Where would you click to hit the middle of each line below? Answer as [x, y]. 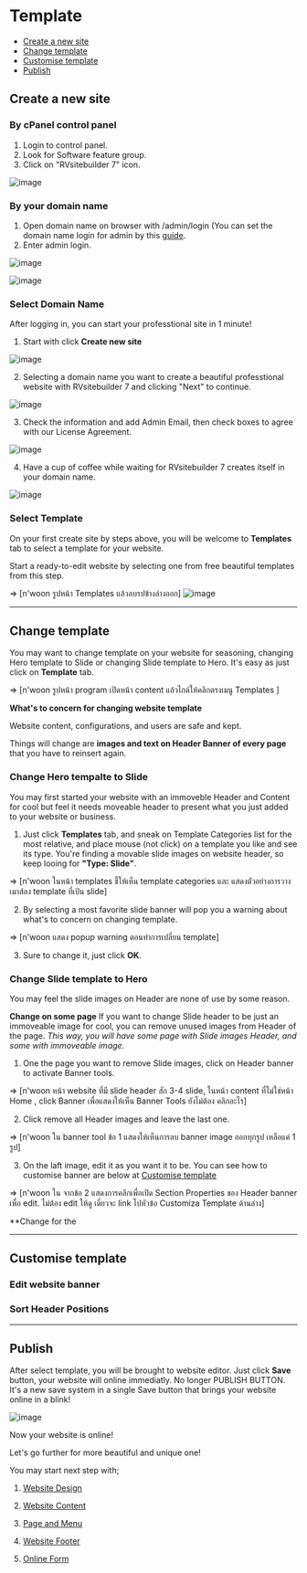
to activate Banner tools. [69, 1072]
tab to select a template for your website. [87, 548]
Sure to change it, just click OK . [82, 955]
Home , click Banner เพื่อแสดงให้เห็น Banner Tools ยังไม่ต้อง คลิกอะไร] [128, 1101]
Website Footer [51, 1541]
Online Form [46, 1559]
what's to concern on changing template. [100, 919]
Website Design [52, 1488]
